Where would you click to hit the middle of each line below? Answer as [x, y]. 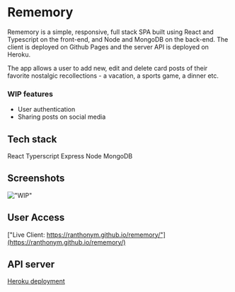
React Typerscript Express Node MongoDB [70, 156]
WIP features [30, 94]
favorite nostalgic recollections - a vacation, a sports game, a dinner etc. [113, 76]
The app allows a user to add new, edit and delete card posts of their [108, 68]
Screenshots [36, 179]
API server [31, 265]
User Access [36, 217]
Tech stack [32, 139]
